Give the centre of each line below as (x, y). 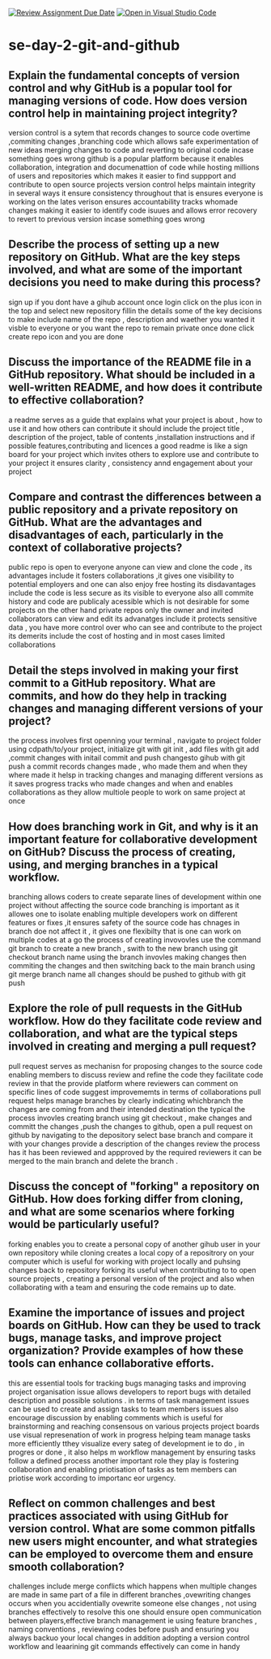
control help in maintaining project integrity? (123, 113)
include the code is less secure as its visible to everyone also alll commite (131, 593)
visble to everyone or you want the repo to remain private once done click (131, 328)
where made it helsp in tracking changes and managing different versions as (136, 775)
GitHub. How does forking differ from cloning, (126, 1199)
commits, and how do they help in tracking (118, 695)
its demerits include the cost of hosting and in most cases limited (116, 636)
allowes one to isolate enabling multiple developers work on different (123, 914)
